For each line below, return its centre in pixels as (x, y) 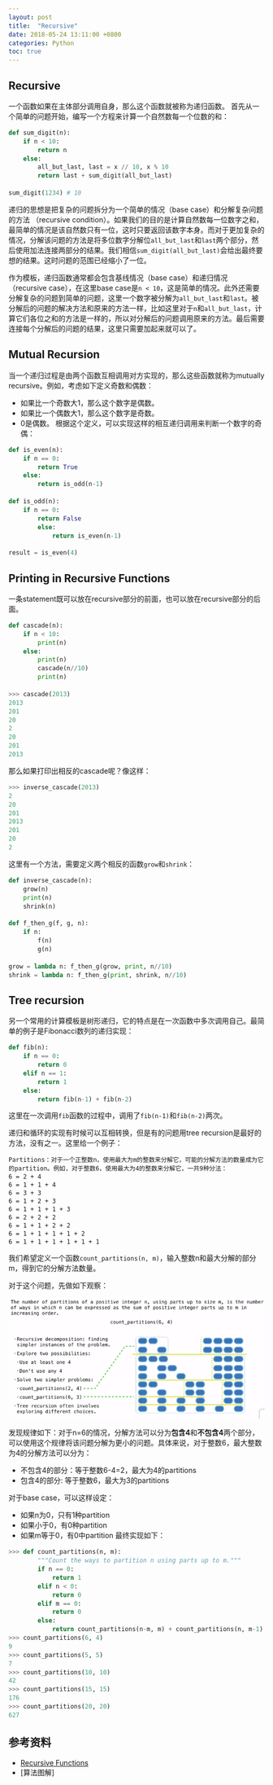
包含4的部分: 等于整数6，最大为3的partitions (95, 1480)
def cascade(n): (36, 625)
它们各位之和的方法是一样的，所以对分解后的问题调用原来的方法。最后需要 (140, 318)
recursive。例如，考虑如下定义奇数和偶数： (81, 385)
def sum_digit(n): (39, 133)
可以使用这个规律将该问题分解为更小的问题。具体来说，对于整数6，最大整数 (135, 1443)
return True (58, 467)
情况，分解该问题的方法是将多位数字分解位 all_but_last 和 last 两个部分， (130, 239)
